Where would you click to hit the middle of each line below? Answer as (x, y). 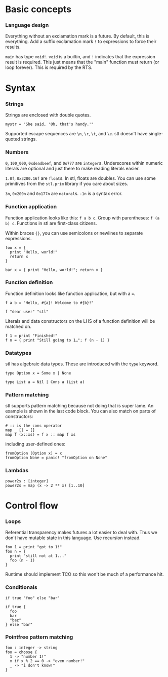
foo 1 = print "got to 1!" (34, 547)
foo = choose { (21, 652)
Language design (27, 25)
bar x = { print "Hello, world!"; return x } (54, 270)
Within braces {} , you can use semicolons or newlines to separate (74, 233)
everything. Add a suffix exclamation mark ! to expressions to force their (81, 42)
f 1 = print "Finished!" (31, 335)
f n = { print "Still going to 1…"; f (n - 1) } (57, 340)
